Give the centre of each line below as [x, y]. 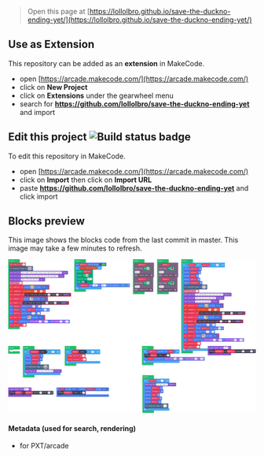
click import [38, 196]
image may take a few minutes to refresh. [75, 248]
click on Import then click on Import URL [86, 180]
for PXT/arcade [44, 446]
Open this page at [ [59, 11]
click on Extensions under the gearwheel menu [97, 95]
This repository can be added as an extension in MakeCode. [106, 63]
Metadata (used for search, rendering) [72, 428]
